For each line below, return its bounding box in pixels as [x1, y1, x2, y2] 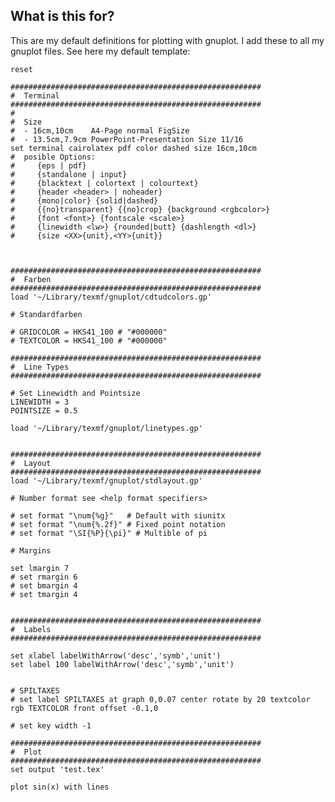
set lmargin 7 [10, 563, 70, 573]
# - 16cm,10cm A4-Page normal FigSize [10, 125, 190, 136]
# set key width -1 [10, 720, 92, 731]
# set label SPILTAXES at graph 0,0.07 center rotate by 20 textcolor [10, 694, 311, 704]
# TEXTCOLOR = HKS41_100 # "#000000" [10, 335, 168, 346]
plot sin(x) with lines [10, 782, 110, 792]
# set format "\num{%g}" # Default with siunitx [10, 510, 226, 521]
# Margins [10, 545, 52, 556]
